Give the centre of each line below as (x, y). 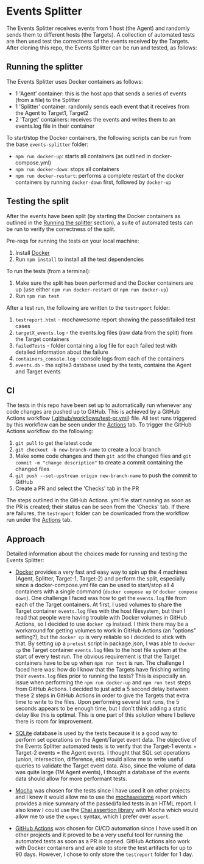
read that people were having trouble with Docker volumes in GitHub (101, 618)
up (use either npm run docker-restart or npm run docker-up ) (92, 289)
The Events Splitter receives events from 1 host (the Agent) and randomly (98, 28)
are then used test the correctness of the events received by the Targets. (98, 41)
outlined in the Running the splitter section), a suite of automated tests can (100, 222)
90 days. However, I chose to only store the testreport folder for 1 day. (104, 854)
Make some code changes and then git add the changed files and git (103, 456)
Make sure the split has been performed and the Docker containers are (104, 283)
